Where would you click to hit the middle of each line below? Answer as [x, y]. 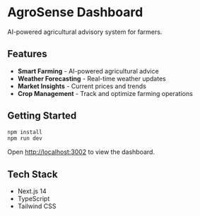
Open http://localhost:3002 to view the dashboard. [81, 152]
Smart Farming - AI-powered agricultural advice [88, 71]
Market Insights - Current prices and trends [82, 86]
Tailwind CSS [37, 206]
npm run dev [25, 138]
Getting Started [42, 116]
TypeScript [34, 199]
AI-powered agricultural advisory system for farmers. [85, 32]
